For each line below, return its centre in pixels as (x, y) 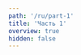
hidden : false (32, 38)
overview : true (34, 31)
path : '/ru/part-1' (41, 16)
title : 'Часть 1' (38, 23)
